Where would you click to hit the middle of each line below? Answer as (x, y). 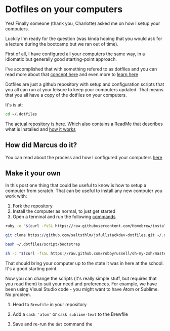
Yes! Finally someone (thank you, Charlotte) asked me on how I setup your (83, 23)
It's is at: (14, 104)
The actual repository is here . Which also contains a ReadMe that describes (84, 124)
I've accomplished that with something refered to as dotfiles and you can (81, 69)
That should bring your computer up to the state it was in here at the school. (84, 263)
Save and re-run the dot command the (52, 324)
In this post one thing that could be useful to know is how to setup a (76, 186)
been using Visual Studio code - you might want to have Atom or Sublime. (82, 289)
